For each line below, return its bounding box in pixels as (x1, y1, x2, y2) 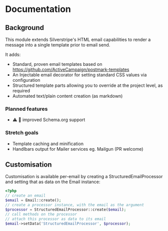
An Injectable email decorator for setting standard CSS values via (12, 72, 147, 78)
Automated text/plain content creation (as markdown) (12, 93, 123, 99)
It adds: (5, 51, 21, 57)
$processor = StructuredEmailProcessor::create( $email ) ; (5, 207, 126, 212)
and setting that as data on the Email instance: (5, 179, 100, 185)
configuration (12, 77, 40, 83)
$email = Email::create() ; (5, 198, 61, 203)
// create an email (5, 193, 46, 198)
